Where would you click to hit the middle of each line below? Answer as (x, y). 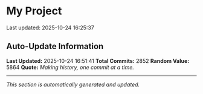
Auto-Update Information (55, 46)
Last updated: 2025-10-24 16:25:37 (50, 28)
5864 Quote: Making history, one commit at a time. (70, 67)
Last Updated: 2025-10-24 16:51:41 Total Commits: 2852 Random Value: (98, 60)
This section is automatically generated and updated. (73, 84)
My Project (34, 11)
